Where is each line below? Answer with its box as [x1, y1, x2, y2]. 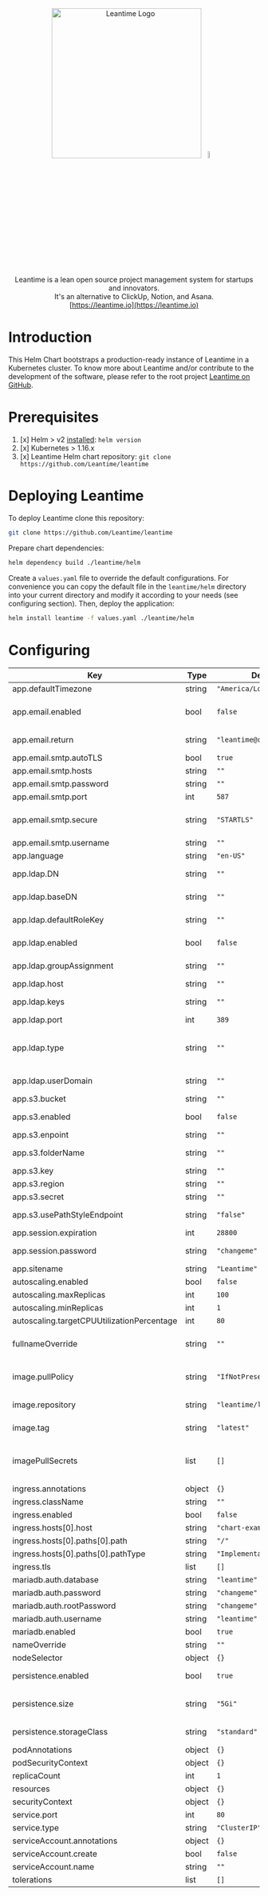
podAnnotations [12, 1744, 73, 1755]
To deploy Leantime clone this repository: [8, 513, 145, 522]
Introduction [8, 328, 93, 346]
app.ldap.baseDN [12, 891, 77, 902]
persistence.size [12, 1698, 74, 1710]
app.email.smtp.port [12, 791, 88, 802]
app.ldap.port [12, 1014, 63, 1026]
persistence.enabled [12, 1670, 89, 1682]
